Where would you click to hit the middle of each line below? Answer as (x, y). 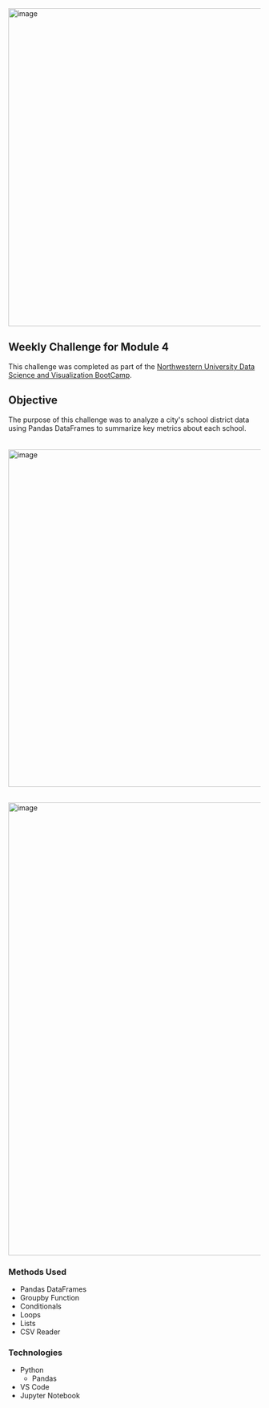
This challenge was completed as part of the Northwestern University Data (132, 366)
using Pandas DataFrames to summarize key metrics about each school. (127, 428)
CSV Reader (40, 1332)
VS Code (34, 1387)
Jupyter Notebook (50, 1396)
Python (32, 1370)
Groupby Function (50, 1297)
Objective (33, 400)
